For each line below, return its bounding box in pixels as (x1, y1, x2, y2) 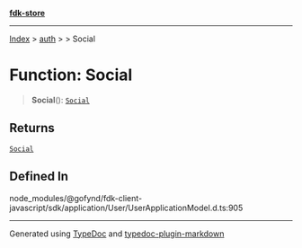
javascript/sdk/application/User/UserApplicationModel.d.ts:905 (9, 202, 244, 213)
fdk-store (9, 8, 46, 18)
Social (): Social (31, 94, 90, 105)
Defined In (9, 169, 69, 184)
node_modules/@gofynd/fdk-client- (9, 192, 142, 203)
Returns (9, 120, 56, 136)
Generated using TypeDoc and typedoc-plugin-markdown (9, 228, 225, 239)
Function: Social (9, 65, 133, 85)
